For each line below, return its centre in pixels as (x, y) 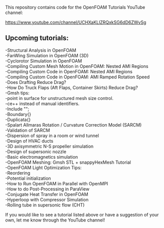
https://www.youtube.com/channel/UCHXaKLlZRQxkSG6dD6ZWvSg (76, 22)
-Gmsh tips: (17, 93)
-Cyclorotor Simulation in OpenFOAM (44, 61)
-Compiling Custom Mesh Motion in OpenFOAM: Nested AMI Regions (77, 66)
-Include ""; (17, 109)
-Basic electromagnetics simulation (42, 157)
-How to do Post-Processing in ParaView (47, 189)
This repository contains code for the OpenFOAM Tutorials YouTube (75, 7)
